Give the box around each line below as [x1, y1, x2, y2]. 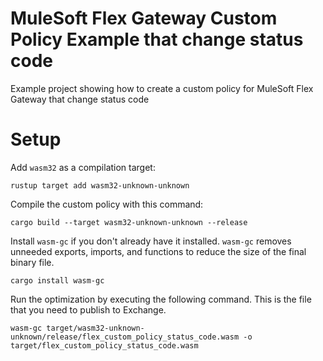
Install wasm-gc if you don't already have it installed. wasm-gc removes [10, 235, 292, 247]
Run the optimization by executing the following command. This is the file [10, 293, 312, 305]
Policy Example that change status [10, 28, 304, 51]
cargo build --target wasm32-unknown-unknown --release [10, 217, 248, 227]
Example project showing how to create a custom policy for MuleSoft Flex [10, 82, 314, 94]
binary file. [10, 256, 55, 268]
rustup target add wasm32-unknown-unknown [10, 180, 190, 191]
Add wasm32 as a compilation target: [10, 161, 156, 173]
